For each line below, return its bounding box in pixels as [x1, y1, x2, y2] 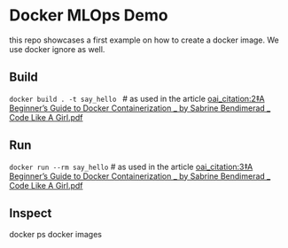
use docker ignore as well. [9, 43, 105, 54]
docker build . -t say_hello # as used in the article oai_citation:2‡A [9, 93, 265, 104]
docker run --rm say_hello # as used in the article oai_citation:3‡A [9, 161, 253, 172]
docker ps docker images [9, 229, 102, 240]
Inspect [9, 205, 52, 221]
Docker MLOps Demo [9, 5, 168, 26]
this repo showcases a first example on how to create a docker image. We [9, 35, 279, 45]
